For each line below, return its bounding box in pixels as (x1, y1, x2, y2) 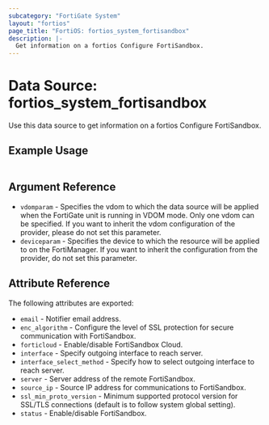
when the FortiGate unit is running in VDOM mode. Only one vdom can (19, 210, 254, 220)
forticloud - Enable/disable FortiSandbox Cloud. (19, 339, 183, 349)
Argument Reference (8, 180, 116, 194)
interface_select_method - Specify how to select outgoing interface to (19, 356, 254, 366)
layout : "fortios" (8, 19, 70, 27)
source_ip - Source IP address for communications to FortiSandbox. (19, 382, 246, 392)
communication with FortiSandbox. (19, 330, 137, 340)
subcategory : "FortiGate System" (8, 11, 121, 20)
